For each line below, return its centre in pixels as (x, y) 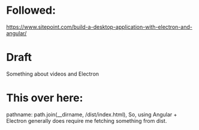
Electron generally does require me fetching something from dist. (87, 120)
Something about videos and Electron (53, 74)
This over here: (45, 98)
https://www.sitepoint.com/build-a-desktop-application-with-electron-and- (99, 27)
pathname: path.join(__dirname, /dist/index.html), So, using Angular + (92, 114)
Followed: (31, 10)
